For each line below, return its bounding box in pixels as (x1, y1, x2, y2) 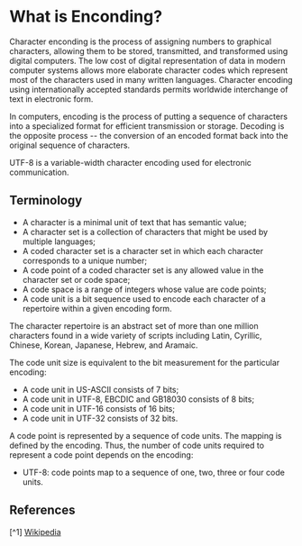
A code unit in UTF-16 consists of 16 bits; (22, 403, 176, 414)
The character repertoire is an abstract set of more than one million (9, 320, 259, 331)
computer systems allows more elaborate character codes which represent (9, 65, 288, 76)
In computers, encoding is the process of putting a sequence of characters (9, 111, 288, 122)
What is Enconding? (9, 6, 163, 27)
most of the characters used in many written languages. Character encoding (9, 74, 293, 85)
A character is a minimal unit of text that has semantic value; (22, 216, 247, 227)
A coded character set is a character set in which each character (22, 245, 264, 256)
